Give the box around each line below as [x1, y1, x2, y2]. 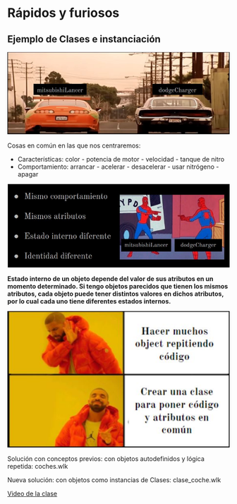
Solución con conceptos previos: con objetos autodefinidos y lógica [7, 454, 205, 463]
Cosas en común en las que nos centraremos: [7, 141, 141, 150]
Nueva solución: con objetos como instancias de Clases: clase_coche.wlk [7, 475, 221, 484]
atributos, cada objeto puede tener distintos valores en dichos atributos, [7, 289, 224, 298]
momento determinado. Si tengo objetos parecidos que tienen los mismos [7, 282, 229, 290]
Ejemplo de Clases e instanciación [7, 33, 161, 45]
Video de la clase [7, 489, 58, 498]
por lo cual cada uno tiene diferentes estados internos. [7, 296, 171, 305]
